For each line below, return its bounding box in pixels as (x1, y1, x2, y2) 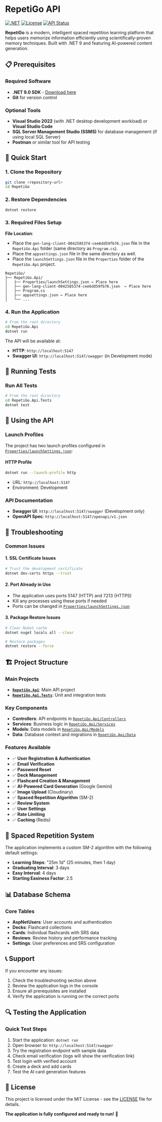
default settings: (5, 850, 39, 856)
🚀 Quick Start (5, 154, 47, 162)
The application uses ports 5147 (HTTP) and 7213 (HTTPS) (12, 592, 132, 598)
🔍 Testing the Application (5, 1008, 86, 1017)
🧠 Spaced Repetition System (5, 831, 95, 840)
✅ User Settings (12, 805, 46, 811)
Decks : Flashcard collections (12, 924, 72, 930)
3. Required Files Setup (5, 219, 62, 226)
